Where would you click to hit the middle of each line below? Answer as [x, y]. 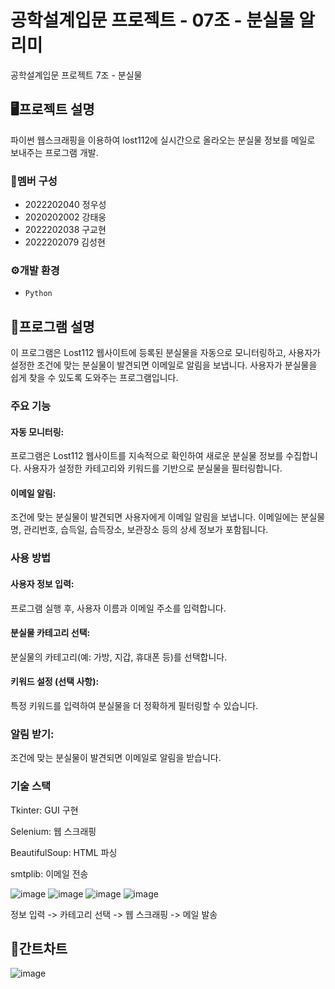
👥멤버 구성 [34, 181]
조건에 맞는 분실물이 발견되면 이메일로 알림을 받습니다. [116, 758]
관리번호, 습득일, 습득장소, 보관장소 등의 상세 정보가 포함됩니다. [146, 530]
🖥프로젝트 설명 [52, 109]
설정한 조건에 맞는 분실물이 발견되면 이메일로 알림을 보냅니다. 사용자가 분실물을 [164, 365]
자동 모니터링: [37, 432]
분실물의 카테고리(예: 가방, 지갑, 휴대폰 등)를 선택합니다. [119, 657]
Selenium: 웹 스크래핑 [53, 831]
